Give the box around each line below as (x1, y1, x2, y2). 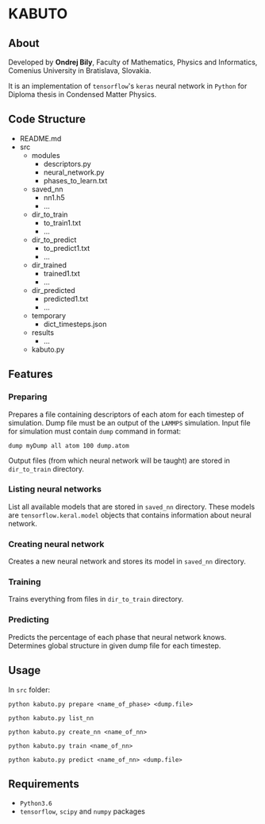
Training (8, 576, 41, 587)
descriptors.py (43, 159, 91, 168)
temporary (31, 310, 66, 320)
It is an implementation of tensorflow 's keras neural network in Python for (8, 81, 248, 90)
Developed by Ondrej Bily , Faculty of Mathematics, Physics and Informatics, (8, 57, 258, 67)
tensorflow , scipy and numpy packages (19, 807, 145, 816)
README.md (19, 133, 62, 143)
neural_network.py (43, 167, 105, 177)
